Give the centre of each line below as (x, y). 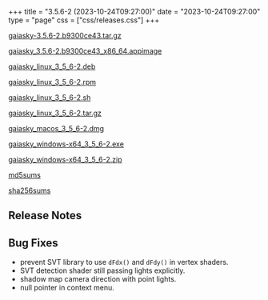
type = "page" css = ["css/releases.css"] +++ (84, 20)
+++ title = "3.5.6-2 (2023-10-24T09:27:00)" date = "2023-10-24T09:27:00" (134, 12)
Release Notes (45, 216)
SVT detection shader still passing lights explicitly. (102, 270)
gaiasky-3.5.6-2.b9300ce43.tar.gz (65, 36)
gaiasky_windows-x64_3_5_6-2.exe (66, 144)
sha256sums (30, 190)
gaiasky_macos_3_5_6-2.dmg (56, 128)
